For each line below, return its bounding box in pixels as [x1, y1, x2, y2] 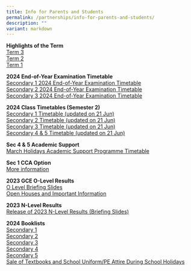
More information [6, 166, 49, 173]
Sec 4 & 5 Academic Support [6, 141, 80, 148]
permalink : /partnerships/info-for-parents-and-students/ [6, 14, 155, 20]
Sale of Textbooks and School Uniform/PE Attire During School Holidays [6, 258, 185, 266]
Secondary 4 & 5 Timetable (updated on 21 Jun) [6, 129, 125, 137]
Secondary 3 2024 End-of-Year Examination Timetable [6, 92, 143, 99]
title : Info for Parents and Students [6, 8, 104, 15]
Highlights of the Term [6, 42, 64, 49]
